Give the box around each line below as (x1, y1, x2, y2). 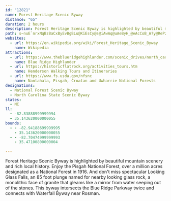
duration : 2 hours (5, 21, 44, 27)
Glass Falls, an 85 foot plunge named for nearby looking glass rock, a (5, 174, 151, 180)
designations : (5, 83, 36, 88)
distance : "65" (5, 17, 38, 22)
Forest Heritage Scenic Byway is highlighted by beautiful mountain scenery (5, 158, 163, 164)
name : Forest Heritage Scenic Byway (5, 12, 83, 17)
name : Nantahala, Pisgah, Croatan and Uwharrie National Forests (14, 78, 156, 83)
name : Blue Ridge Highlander (14, 59, 76, 64)
